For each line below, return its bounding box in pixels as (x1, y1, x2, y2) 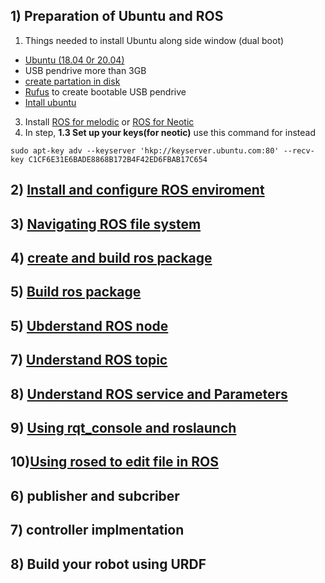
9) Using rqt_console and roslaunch (10, 419, 237, 436)
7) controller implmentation (10, 522, 185, 539)
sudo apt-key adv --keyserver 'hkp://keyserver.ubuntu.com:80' (10, 145, 280, 156)
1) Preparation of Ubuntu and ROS (10, 8, 224, 25)
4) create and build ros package (10, 249, 213, 266)
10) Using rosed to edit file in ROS (10, 454, 219, 471)
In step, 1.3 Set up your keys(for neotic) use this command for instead (24, 126, 317, 138)
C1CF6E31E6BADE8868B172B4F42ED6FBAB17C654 (28, 154, 208, 164)
